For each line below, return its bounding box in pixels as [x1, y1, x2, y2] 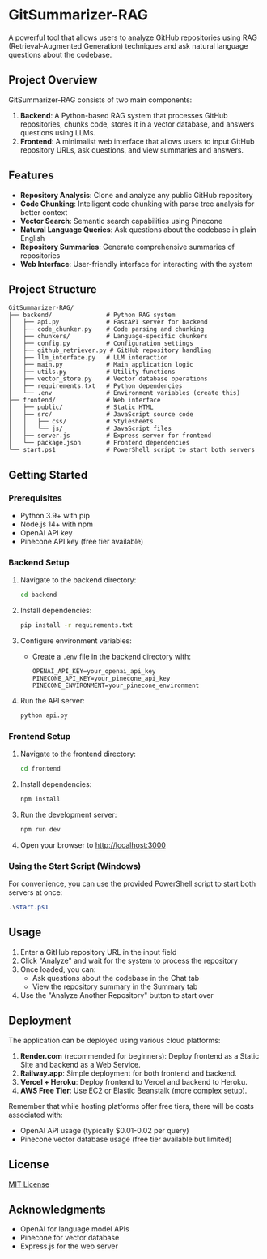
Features [8, 169, 54, 183]
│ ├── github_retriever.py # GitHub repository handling [8, 346, 212, 354]
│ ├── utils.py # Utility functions [8, 367, 176, 376]
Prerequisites [8, 492, 62, 504]
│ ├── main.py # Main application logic [8, 361, 194, 369]
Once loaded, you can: [19, 964, 96, 974]
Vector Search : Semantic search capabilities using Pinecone [19, 216, 223, 226]
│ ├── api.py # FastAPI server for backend [8, 318, 208, 326]
